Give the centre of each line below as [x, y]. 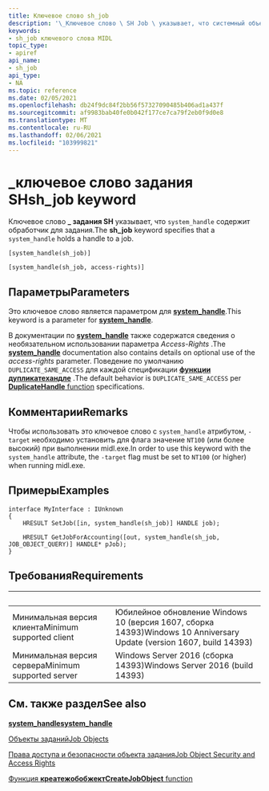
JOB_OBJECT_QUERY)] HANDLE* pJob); [68, 544]
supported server [45, 675]
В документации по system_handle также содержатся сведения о [122, 336]
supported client [43, 637]
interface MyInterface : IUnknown [66, 509]
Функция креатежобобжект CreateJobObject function [101, 778]
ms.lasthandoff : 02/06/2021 [55, 135]
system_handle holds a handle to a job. [71, 239]
